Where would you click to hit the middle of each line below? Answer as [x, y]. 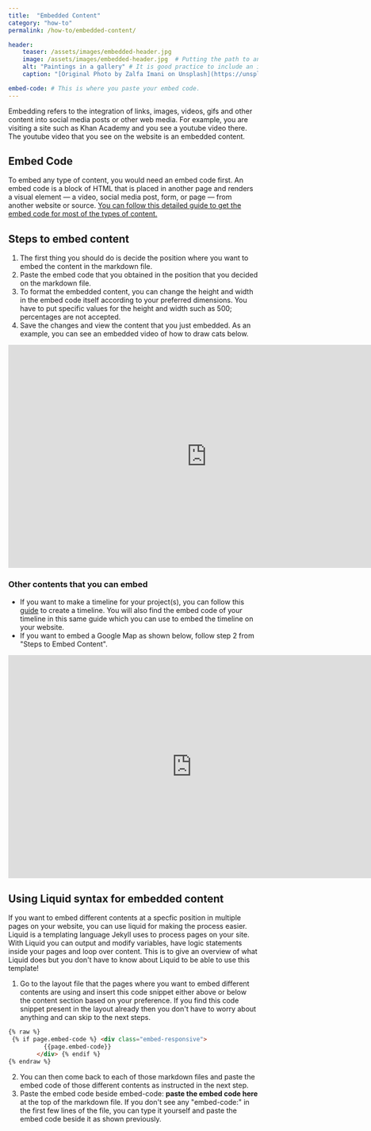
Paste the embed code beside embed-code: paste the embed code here [139, 1093]
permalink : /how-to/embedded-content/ [72, 30]
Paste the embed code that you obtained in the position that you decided [139, 275]
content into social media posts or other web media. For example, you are [128, 119]
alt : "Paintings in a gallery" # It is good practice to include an [138, 67]
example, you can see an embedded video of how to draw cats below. [134, 334]
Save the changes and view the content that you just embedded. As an [135, 325]
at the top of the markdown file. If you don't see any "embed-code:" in [134, 1102]
